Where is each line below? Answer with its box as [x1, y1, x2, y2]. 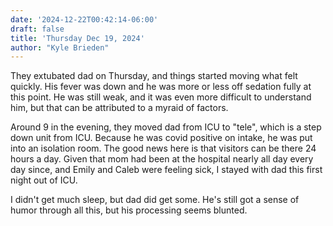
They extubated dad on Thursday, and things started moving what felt [10, 70, 298, 82]
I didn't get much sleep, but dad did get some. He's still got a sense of [10, 194, 300, 206]
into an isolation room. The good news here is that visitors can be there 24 [10, 142, 317, 155]
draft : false [10, 24, 65, 34]
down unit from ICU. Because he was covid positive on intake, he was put [10, 132, 313, 144]
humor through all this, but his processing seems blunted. [10, 204, 248, 216]
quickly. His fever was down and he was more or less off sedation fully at [10, 81, 312, 93]
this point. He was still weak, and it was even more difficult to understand [10, 91, 312, 103]
